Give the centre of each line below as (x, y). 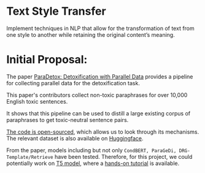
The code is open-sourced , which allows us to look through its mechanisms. (103, 132)
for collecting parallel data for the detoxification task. (73, 83)
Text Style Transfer (56, 11)
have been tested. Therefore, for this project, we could (123, 156)
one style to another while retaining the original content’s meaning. (91, 34)
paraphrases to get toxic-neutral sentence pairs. (68, 120)
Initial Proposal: (47, 60)
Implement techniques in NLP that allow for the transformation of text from (100, 28)
